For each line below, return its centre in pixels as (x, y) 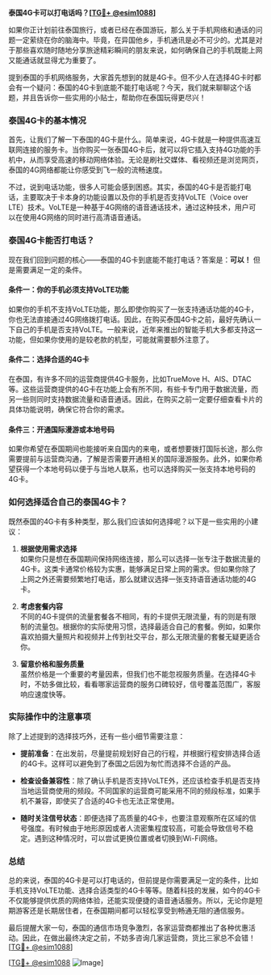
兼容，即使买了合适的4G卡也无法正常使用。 (106, 800)
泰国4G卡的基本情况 (48, 120)
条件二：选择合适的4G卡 (49, 360)
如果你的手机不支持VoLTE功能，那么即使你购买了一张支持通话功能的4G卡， (133, 309)
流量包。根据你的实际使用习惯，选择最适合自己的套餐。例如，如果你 (147, 627)
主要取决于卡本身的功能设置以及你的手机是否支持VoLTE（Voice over (135, 197)
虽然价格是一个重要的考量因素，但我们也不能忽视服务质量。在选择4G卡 (138, 673)
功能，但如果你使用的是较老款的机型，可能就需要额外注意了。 (111, 340)
